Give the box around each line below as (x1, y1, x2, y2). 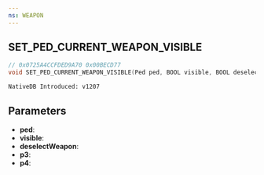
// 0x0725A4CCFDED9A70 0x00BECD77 (8, 61, 122, 69)
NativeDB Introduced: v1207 (8, 83, 101, 91)
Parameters (8, 104, 67, 118)
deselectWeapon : (19, 142, 79, 151)
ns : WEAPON (8, 11, 44, 20)
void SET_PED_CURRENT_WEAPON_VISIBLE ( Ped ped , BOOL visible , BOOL (8, 68, 230, 77)
